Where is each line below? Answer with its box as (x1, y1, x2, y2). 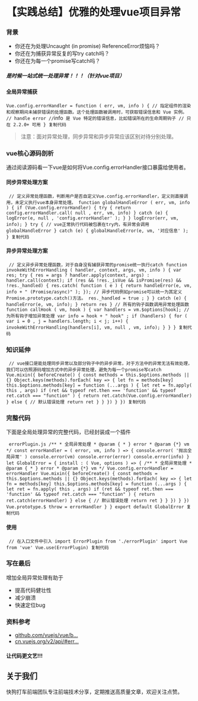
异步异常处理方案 (6, 247, 48, 254)
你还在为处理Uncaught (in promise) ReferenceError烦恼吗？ (14, 43, 161, 50)
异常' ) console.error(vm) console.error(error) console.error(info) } (10, 454, 190, 460)
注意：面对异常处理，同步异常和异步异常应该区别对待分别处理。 (20, 133, 177, 140)
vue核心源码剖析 (6, 149, 54, 157)
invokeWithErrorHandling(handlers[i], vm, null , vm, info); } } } (6, 324, 177, 330)
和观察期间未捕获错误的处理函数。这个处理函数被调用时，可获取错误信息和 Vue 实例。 (6, 109, 187, 116)
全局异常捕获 (6, 88, 37, 95)
